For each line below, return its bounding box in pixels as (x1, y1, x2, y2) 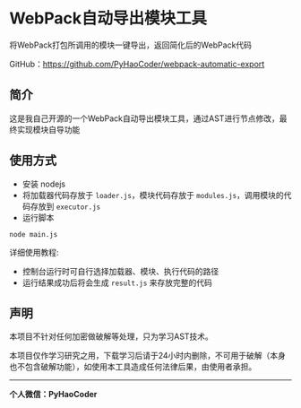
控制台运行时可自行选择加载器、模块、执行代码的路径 (21, 265, 219, 276)
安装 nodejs (21, 178, 65, 189)
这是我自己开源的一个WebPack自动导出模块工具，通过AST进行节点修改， (9, 113, 279, 124)
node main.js (9, 230, 58, 239)
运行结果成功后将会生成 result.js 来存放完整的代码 (21, 277, 213, 288)
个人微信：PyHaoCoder (9, 389, 98, 400)
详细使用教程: (9, 247, 60, 257)
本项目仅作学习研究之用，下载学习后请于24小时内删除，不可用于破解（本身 (9, 351, 287, 361)
